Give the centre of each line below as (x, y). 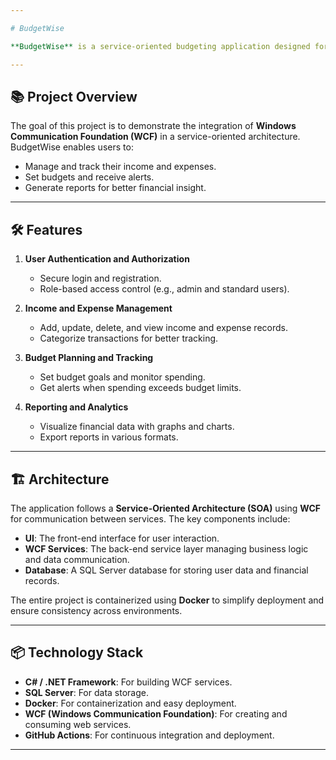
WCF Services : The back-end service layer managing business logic (166, 548)
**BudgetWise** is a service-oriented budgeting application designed (160, 46)
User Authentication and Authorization (107, 259)
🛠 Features (46, 229)
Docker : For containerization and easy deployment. (130, 703)
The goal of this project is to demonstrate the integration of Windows (153, 126)
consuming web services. (78, 724)
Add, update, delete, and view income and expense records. (163, 328)
